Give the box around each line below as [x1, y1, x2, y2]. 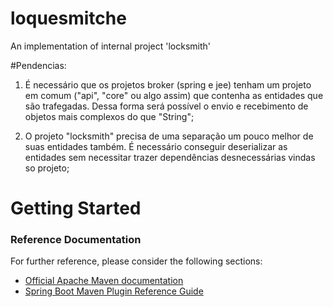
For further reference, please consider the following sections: [10, 255, 263, 267]
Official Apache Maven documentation [24, 275, 184, 287]
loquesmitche [10, 7, 127, 30]
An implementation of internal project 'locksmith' [10, 40, 211, 52]
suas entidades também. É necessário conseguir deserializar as [24, 140, 288, 152]
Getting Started [10, 197, 142, 220]
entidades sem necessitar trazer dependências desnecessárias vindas [24, 151, 316, 163]
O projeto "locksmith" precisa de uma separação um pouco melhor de [24, 130, 314, 142]
